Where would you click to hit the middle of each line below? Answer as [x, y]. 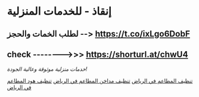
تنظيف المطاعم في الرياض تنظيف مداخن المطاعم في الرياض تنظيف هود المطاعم [100, 81]
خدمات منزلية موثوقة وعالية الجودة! [47, 69]
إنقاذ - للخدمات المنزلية [59, 11]
